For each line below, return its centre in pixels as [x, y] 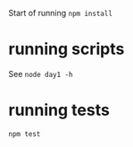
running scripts [66, 49]
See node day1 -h [41, 73]
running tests [59, 110]
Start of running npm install [61, 13]
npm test [25, 134]
